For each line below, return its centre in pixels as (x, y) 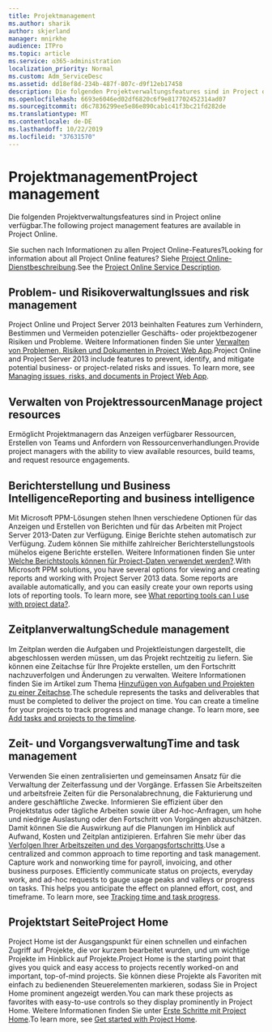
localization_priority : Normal (61, 69)
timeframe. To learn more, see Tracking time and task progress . (115, 896)
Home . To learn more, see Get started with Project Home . (103, 1019)
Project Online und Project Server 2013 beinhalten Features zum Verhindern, (136, 325)
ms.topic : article (39, 54)
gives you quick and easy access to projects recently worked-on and (123, 968)
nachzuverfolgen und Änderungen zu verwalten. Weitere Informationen (127, 675)
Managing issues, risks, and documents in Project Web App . (108, 376)
